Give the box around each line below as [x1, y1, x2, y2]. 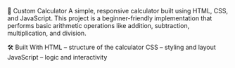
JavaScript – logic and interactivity [7, 53, 108, 61]
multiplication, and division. [7, 29, 87, 37]
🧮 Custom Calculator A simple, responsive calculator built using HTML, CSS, [7, 7, 229, 15]
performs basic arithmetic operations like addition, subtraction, [7, 22, 190, 29]
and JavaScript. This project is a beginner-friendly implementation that [7, 14, 212, 22]
